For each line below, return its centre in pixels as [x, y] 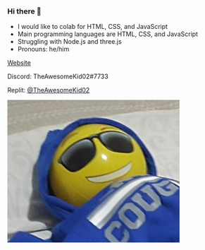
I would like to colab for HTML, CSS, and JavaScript [92, 27]
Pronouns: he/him [43, 49]
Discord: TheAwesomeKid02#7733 [58, 76]
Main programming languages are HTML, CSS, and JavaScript [108, 34]
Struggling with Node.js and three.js [69, 42]
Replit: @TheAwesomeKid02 [49, 90]
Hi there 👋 [25, 11]
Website [19, 63]
